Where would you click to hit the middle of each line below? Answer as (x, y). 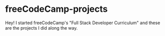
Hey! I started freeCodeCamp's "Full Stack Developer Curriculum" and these (83, 23)
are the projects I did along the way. (41, 28)
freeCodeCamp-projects (56, 9)
